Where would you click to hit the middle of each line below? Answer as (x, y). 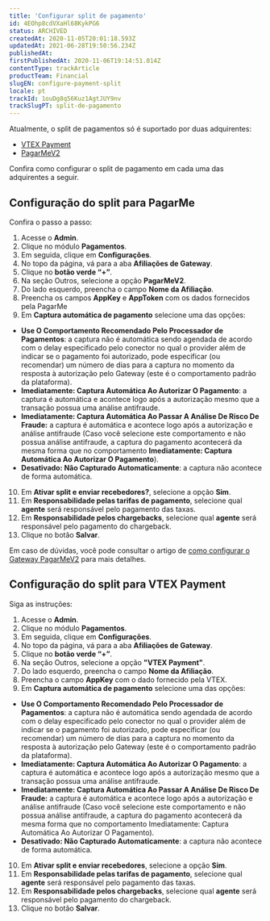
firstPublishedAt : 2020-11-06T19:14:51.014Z (85, 61)
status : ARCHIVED (38, 31)
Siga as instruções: (41, 604)
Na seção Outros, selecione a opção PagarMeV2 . (103, 280)
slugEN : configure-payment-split (65, 83)
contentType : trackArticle (54, 69)
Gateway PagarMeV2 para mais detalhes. (78, 559)
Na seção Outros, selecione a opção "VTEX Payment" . (113, 662)
